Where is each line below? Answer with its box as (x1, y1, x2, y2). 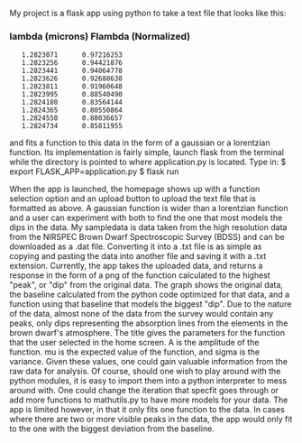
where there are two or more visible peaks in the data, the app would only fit (9, 414, 293, 425)
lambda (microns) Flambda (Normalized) (9, 30, 191, 42)
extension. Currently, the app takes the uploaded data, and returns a (9, 261, 263, 272)
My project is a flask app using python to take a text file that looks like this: (9, 8, 287, 18)
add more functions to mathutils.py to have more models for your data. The (9, 394, 288, 405)
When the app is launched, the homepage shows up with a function (9, 184, 261, 195)
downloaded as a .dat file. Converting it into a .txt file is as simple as (9, 241, 262, 252)
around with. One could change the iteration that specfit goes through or (9, 385, 279, 396)
